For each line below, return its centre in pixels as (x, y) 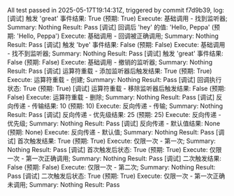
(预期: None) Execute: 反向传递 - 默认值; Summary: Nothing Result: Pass (111, 132)
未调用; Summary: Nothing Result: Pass (64, 184)
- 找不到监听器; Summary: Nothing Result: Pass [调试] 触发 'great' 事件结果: (115, 53)
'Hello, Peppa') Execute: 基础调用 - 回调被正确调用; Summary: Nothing (117, 36)
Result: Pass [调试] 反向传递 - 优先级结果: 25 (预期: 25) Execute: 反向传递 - (114, 114)
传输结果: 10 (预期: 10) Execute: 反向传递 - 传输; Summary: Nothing (127, 106)
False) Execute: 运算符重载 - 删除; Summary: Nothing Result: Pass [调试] (111, 97)
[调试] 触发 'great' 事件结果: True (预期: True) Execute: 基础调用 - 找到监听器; (117, 18)
